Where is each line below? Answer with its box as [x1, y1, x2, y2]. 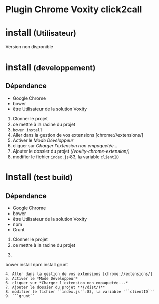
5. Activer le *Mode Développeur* [5, 276, 78, 281]
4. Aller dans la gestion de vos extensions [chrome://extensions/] [5, 271, 153, 277]
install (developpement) [5, 62, 96, 73]
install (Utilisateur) [5, 27, 77, 39]
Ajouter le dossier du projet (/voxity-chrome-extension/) [12, 148, 130, 155]
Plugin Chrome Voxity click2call [5, 4, 142, 15]
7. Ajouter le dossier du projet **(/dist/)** [5, 285, 105, 290]
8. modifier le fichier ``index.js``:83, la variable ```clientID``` [5, 289, 155, 294]
